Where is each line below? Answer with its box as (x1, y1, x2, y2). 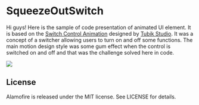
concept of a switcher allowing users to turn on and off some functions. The (6, 36, 193, 43)
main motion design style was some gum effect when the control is (6, 43, 171, 50)
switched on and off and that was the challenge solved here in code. (6, 49, 175, 56)
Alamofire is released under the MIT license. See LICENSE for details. (6, 93, 176, 100)
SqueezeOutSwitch (6, 4, 104, 18)
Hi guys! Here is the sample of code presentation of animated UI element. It (6, 24, 191, 31)
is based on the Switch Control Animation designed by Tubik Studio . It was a (6, 30, 194, 37)
